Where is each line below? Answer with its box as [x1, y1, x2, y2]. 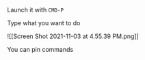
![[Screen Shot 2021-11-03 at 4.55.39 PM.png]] [7, 32, 139, 40]
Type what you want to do [7, 19, 81, 27]
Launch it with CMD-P [7, 6, 64, 14]
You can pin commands [7, 46, 74, 53]
